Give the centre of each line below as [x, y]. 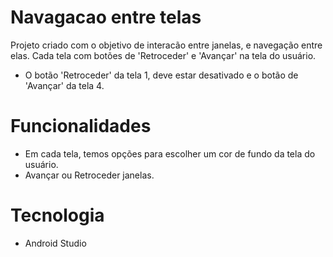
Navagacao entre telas [106, 17]
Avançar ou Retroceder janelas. [89, 175]
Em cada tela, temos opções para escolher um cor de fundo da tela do [170, 153]
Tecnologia [57, 215]
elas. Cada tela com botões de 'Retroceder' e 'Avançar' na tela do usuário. [163, 55]
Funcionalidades [81, 126]
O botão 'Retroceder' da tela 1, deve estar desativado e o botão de [161, 75]
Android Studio [55, 243]
